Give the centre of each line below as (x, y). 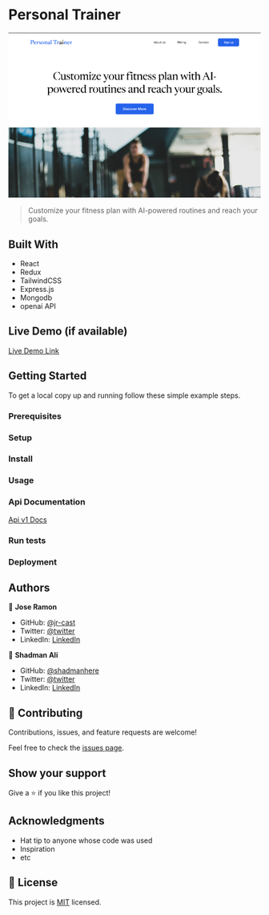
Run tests (27, 540)
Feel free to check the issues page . (66, 748)
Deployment (33, 561)
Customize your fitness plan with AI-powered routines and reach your (143, 211)
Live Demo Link (34, 350)
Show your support (57, 773)
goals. (38, 219)
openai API (38, 306)
